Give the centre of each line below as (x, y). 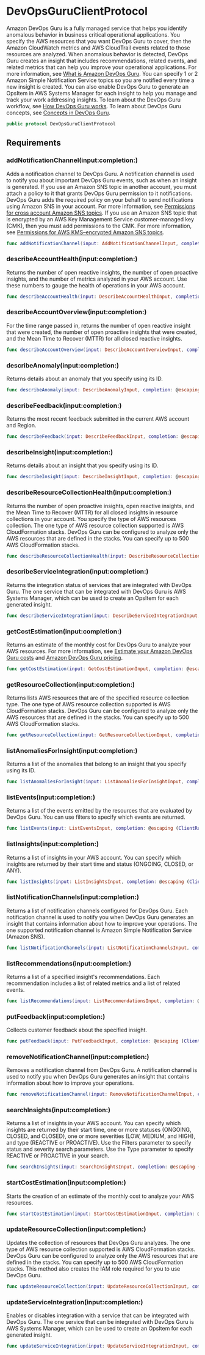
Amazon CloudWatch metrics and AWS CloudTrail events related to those (98, 48)
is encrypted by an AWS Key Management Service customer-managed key (100, 219)
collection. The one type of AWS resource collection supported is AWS (95, 525)
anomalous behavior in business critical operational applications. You (93, 34)
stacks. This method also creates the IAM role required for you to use (93, 1268)
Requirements (34, 143)
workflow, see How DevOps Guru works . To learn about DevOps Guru (94, 106)
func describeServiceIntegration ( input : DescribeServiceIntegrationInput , (103, 616)
